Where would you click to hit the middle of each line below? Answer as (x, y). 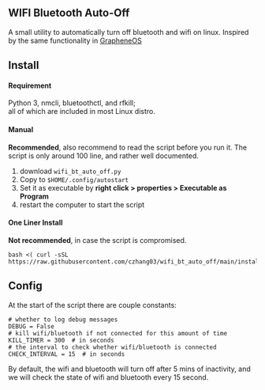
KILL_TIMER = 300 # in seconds (61, 340)
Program (34, 196)
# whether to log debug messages (63, 320)
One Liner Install (35, 223)
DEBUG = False (32, 326)
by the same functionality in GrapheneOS (75, 40)
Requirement (30, 85)
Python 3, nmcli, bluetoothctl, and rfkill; (72, 103)
